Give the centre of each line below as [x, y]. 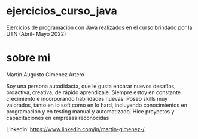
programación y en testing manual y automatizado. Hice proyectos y [90, 111]
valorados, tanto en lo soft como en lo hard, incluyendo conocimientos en [97, 105]
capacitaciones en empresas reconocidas [58, 118]
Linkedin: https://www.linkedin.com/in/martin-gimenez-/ [75, 129]
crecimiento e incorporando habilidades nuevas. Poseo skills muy [87, 98]
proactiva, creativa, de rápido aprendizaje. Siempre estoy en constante [94, 92]
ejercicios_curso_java [62, 11]
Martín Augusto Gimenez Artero [45, 74]
